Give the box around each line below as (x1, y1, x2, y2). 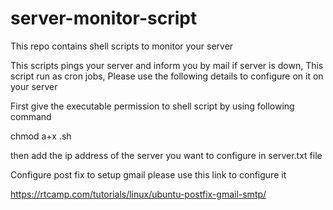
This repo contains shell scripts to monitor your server (10, 40, 234, 52)
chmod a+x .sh (10, 130, 72, 142)
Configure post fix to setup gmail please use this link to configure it (10, 168, 287, 181)
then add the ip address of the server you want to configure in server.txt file (10, 149, 323, 161)
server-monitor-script (10, 7, 198, 30)
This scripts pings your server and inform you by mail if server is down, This (10, 59, 324, 71)
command (10, 110, 52, 122)
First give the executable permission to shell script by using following (10, 100, 295, 112)
